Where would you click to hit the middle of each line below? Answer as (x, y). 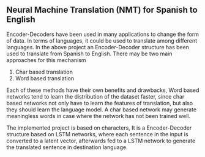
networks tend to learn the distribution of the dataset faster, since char (95, 96)
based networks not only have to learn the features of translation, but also (100, 103)
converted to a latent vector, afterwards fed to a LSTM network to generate (101, 141)
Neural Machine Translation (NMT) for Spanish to (102, 10)
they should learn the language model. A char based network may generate (102, 110)
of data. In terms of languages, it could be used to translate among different (102, 40)
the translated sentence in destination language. (67, 147)
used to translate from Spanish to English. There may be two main (89, 54)
